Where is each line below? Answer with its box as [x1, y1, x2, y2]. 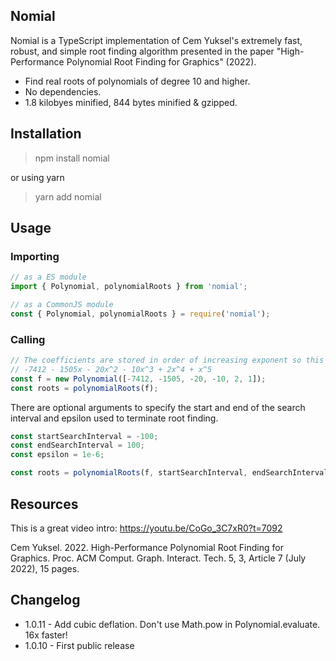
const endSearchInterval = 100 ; [10, 440, 145, 451]
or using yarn [10, 171, 65, 183]
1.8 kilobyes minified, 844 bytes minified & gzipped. [24, 96, 238, 108]
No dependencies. [24, 85, 102, 98]
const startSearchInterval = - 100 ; [10, 431, 159, 441]
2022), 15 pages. [10, 562, 80, 574]
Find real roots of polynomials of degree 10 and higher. [24, 75, 251, 87]
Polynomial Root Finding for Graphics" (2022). [66, 55, 257, 68]
